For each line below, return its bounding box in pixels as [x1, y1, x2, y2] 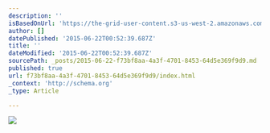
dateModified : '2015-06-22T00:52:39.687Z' [8, 49, 153, 57]
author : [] [8, 27, 45, 35]
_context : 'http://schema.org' [8, 79, 113, 87]
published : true [8, 64, 63, 73]
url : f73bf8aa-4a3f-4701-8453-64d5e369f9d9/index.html [8, 72, 196, 80]
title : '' [8, 42, 42, 50]
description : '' [8, 11, 63, 20]
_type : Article [8, 86, 59, 95]
